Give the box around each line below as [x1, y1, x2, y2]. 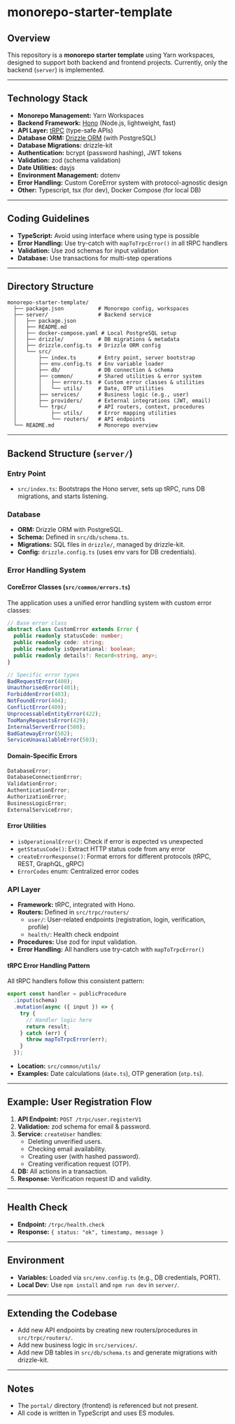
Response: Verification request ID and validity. [17, 1174, 152, 1183]
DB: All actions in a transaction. [17, 1166, 108, 1176]
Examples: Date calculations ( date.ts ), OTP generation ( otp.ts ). [17, 1070, 204, 1078]
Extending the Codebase [7, 1307, 117, 1319]
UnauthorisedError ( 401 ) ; [7, 684, 80, 691]
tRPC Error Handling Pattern [7, 961, 90, 969]
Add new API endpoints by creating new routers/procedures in [17, 1326, 198, 1334]
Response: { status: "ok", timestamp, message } [17, 1227, 164, 1236]
